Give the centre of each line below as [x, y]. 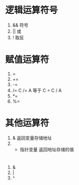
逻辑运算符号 [32, 10]
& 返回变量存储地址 [32, 137]
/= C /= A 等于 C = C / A [37, 90]
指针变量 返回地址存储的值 [47, 149]
